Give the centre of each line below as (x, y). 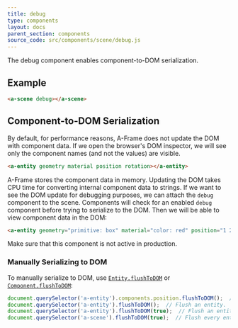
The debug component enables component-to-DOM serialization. (103, 60)
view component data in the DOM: (57, 217)
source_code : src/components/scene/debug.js (74, 40)
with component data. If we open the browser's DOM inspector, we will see (117, 145)
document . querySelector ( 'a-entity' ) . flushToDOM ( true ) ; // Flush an (110, 311)
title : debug (27, 14)
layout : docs (27, 27)
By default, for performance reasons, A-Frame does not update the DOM (113, 138)
